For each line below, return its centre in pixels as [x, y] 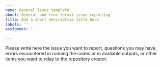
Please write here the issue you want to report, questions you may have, [81, 48]
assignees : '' [20, 29]
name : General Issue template [37, 10]
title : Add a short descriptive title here [52, 19]
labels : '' [17, 24]
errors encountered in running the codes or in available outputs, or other [81, 54]
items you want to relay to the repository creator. [57, 59]
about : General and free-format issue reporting [58, 15]
